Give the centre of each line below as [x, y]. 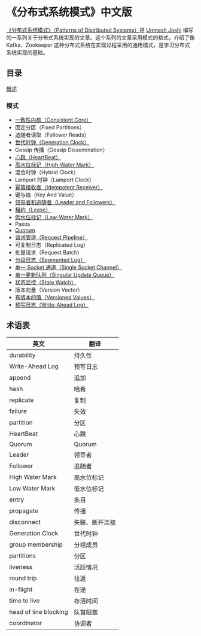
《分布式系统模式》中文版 [69, 12]
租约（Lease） [33, 210]
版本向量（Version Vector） [49, 290]
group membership [36, 544]
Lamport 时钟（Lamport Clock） [54, 180]
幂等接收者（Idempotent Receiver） [59, 187]
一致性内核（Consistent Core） [53, 120]
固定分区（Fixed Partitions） [50, 128]
